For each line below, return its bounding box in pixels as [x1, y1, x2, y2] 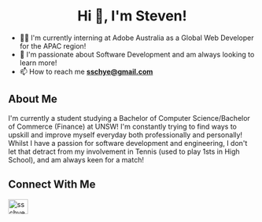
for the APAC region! [19, 41, 87, 50]
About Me [8, 93, 57, 106]
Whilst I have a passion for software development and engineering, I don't [8, 138, 248, 147]
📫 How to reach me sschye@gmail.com [19, 67, 153, 76]
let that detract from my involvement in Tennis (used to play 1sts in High [8, 147, 240, 156]
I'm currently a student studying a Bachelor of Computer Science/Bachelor [8, 113, 250, 122]
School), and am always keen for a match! [8, 155, 144, 164]
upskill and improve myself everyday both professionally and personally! [8, 129, 242, 140]
